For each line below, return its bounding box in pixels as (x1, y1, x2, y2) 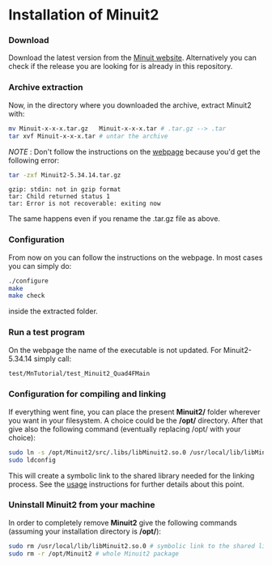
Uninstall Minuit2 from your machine (8, 500, 155, 511)
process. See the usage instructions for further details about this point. (8, 479, 244, 489)
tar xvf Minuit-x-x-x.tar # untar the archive (8, 132, 168, 140)
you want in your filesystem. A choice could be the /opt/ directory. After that (8, 415, 263, 425)
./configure (8, 277, 49, 285)
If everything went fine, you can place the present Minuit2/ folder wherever (8, 406, 261, 416)
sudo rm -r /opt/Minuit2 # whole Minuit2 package (8, 549, 180, 558)
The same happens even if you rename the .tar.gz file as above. (8, 214, 221, 223)
